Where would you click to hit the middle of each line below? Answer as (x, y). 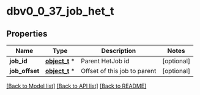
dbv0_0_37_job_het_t (60, 11)
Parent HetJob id (105, 61)
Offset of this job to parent (118, 71)
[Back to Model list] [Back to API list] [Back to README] (76, 86)
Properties (27, 34)
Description (119, 51)
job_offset (24, 71)
